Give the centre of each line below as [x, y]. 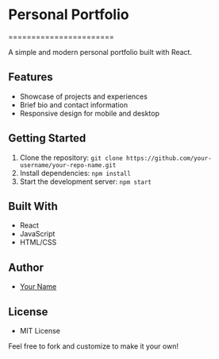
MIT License [40, 331]
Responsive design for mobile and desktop [90, 113]
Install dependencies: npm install [75, 173]
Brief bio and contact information [74, 104]
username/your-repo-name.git [68, 165]
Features [31, 77]
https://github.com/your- [169, 158]
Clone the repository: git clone [71, 158]
